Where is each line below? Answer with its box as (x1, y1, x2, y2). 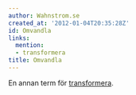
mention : (15, 42, 45, 49)
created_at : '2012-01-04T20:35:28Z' (8, 19, 130, 27)
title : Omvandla (8, 57, 62, 65)
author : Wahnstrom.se (8, 11, 80, 20)
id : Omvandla (8, 26, 52, 34)
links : (8, 34, 30, 42)
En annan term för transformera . (8, 77, 114, 88)
